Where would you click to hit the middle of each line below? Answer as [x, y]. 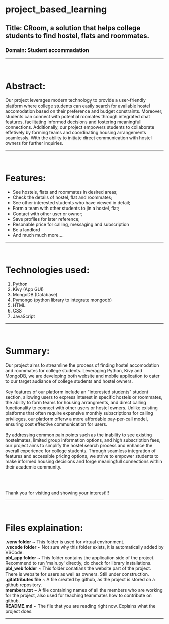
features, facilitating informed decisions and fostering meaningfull [73, 122]
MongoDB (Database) [35, 294]
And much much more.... [38, 235]
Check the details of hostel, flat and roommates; [62, 197]
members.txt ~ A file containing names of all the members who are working [84, 590]
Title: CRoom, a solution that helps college [73, 28]
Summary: [28, 351]
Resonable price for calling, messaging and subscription [71, 224]
